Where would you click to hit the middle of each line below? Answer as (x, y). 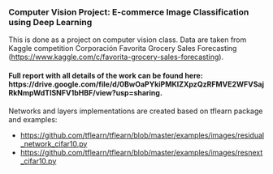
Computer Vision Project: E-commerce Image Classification (129, 12)
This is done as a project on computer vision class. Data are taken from (128, 40)
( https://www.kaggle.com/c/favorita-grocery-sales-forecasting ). (116, 57)
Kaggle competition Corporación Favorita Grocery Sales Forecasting (123, 49)
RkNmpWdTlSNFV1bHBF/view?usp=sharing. (85, 92)
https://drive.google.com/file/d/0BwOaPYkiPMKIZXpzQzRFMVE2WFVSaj (136, 84)
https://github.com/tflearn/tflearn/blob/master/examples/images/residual (142, 135)
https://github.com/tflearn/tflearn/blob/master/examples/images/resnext (141, 152)
